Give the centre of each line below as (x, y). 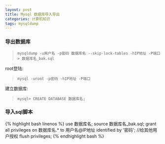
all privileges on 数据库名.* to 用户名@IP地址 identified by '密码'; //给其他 (79, 130)
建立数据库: (17, 88)
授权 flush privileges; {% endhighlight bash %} (57, 136)
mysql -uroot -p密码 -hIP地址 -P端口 (54, 79)
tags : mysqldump (22, 24)
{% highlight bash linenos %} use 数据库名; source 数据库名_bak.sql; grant (81, 124)
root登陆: (14, 68)
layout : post (19, 10)
